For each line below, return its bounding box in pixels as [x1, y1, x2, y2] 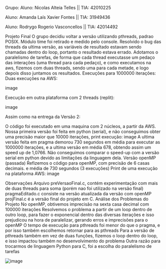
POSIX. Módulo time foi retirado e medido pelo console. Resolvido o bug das [5, 39, 162, 45]
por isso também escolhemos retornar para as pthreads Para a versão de [5, 227, 155, 233]
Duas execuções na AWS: [5, 76, 58, 81]
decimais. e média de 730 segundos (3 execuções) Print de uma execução [5, 166, 158, 171]
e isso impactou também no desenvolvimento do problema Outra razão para [5, 238, 161, 244]
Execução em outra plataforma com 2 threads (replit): [5, 94, 115, 100]
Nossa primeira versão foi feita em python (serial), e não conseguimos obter [5, 129, 161, 134]
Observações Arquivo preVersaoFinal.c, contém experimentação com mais [5, 180, 158, 186]
